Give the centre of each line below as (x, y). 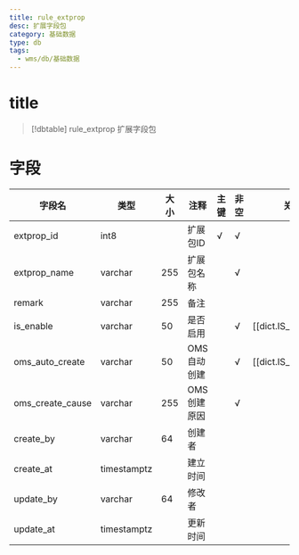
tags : (19, 51)
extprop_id (36, 236)
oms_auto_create (49, 361)
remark (29, 302)
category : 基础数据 (43, 34)
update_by (36, 499)
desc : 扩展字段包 (38, 26)
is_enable (33, 326)
